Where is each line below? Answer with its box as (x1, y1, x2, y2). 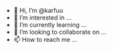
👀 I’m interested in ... (13, 14, 72, 22)
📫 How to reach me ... (13, 36, 77, 43)
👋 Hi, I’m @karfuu (13, 7, 64, 14)
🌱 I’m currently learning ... (13, 21, 87, 28)
